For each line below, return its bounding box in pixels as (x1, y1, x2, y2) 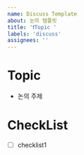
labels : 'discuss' (7, 30, 61, 38)
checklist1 (17, 141, 47, 149)
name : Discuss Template (7, 10, 78, 18)
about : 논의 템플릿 (7, 17, 57, 24)
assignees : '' (7, 37, 49, 44)
